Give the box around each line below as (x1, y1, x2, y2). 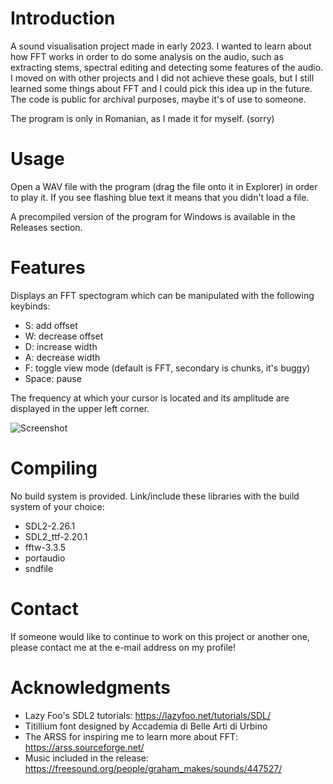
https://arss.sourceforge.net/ (24, 741, 145, 753)
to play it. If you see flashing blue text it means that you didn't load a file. (10, 191, 310, 203)
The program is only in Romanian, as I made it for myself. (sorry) (10, 112, 275, 124)
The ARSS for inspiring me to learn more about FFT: (24, 730, 238, 742)
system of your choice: (10, 500, 105, 512)
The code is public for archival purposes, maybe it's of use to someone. (10, 93, 307, 105)
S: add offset (24, 319, 78, 331)
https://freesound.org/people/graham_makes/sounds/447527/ (24, 762, 283, 774)
